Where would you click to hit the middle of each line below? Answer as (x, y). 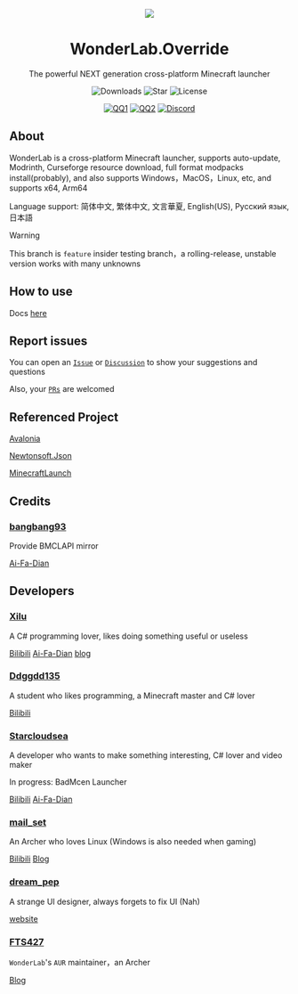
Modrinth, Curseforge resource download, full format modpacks (127, 167)
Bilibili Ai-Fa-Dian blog (50, 653)
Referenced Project (64, 417)
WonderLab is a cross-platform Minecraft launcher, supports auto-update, (145, 158)
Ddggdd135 (35, 676)
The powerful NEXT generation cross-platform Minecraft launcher (149, 73)
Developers (42, 591)
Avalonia (25, 439)
